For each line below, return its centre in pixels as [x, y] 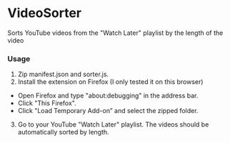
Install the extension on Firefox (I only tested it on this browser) [110, 82]
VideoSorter [45, 13]
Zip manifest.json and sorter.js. [63, 74]
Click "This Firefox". [47, 103]
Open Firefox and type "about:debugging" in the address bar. [108, 96]
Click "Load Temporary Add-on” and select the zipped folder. [108, 111]
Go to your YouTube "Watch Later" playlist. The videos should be [113, 125]
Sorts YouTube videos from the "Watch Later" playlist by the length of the [115, 33]
